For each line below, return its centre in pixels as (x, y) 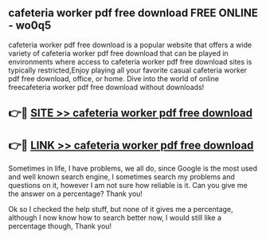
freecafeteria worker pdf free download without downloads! (106, 87)
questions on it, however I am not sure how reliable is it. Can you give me (128, 186)
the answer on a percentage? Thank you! (76, 194)
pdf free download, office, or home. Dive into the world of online (113, 78)
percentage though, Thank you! (60, 226)
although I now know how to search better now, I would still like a (115, 217)
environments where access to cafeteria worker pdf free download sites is (130, 61)
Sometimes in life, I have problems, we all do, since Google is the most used (133, 168)
